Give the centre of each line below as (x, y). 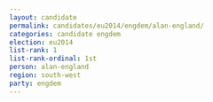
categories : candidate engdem (65, 34)
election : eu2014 (41, 42)
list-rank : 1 (33, 51)
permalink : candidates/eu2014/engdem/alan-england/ (106, 26)
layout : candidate (43, 17)
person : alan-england (49, 67)
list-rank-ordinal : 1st (53, 59)
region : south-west (45, 75)
